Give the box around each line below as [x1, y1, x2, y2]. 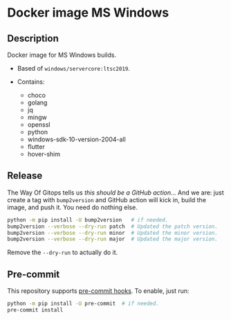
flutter [27, 143, 45, 150]
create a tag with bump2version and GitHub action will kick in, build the [7, 195, 206, 204]
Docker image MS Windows [7, 5, 169, 21]
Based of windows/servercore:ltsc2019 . [17, 64, 130, 72]
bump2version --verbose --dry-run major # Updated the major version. [7, 235, 218, 243]
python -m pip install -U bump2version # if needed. [7, 216, 169, 223]
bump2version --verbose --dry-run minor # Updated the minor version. [7, 229, 218, 236]
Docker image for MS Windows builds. [7, 51, 116, 59]
